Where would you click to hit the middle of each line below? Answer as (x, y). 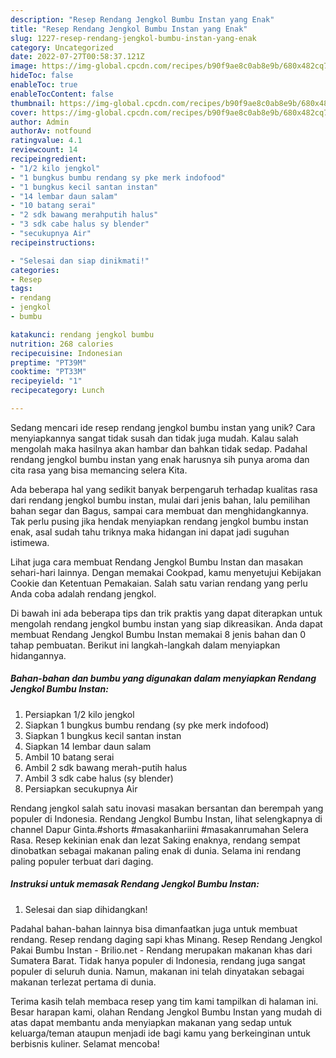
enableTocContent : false (62, 94)
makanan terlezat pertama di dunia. (83, 982)
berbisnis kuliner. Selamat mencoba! (85, 1043)
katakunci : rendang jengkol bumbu (82, 334)
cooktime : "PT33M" (48, 372)
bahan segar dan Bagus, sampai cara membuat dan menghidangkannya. (159, 510)
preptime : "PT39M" (48, 362)
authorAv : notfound (51, 131)
